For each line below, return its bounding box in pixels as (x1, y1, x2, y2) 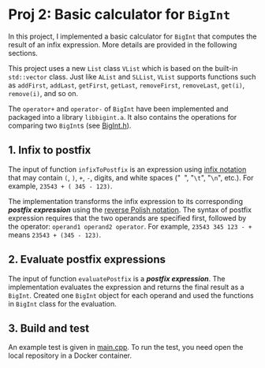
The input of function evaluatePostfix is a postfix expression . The (8, 273, 226, 283)
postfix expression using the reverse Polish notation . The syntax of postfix (8, 205, 252, 214)
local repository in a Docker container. (8, 351, 132, 360)
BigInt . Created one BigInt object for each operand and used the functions (8, 290, 254, 300)
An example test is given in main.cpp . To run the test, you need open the (8, 343, 244, 352)
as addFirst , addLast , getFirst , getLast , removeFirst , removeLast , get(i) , (8, 80, 245, 90)
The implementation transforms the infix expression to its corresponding (8, 196, 243, 206)
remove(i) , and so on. (8, 88, 79, 98)
